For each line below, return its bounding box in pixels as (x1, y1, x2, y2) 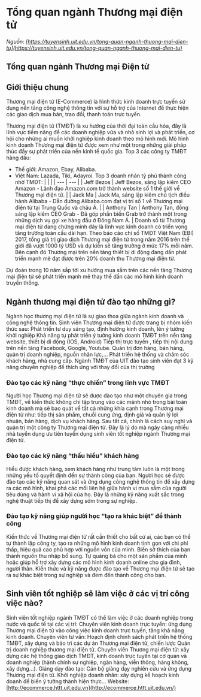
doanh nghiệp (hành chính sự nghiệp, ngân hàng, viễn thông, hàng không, (6, 659, 189, 666)
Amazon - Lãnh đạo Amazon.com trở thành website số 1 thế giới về (14, 185, 180, 192)
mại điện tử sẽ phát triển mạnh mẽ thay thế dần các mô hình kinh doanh (6, 273, 184, 280)
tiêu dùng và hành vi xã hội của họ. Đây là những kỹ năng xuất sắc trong (6, 491, 184, 498)
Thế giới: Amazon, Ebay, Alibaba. (14, 166, 97, 173)
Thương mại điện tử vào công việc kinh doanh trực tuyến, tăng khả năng (6, 626, 184, 634)
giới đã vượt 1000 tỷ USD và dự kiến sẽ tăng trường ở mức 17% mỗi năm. (14, 242, 194, 249)
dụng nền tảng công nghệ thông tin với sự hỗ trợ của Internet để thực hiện (6, 104, 189, 111)
